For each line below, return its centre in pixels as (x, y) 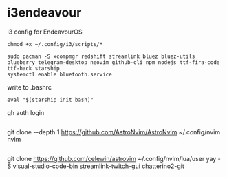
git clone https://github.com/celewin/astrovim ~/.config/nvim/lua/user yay (112, 158)
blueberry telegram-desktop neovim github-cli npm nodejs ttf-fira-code (113, 62)
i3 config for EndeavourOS (45, 32)
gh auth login (26, 112)
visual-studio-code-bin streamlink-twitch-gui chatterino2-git (98, 166)
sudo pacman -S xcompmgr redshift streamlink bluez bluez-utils (101, 56)
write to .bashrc (29, 87)
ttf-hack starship (33, 68)
